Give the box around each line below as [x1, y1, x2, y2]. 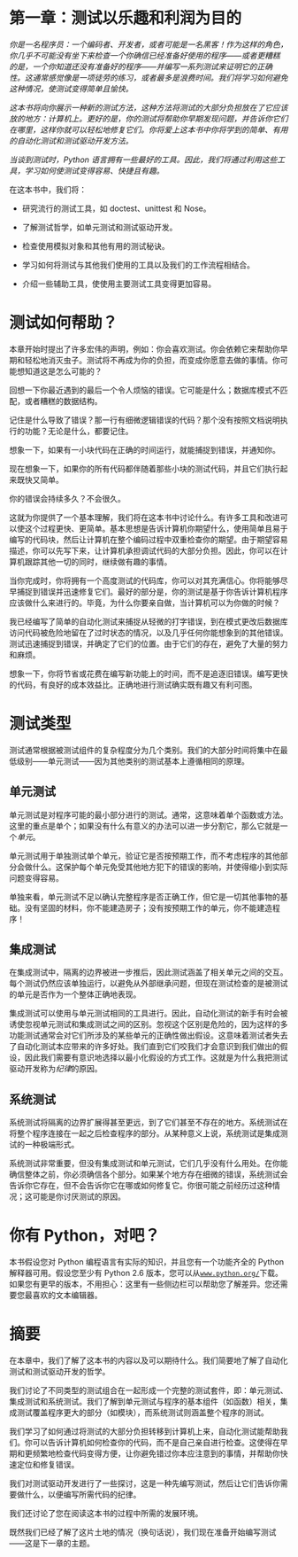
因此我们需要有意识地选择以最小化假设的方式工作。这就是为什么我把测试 [24, 1052, 288, 1063]
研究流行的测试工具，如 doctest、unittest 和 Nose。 [21, 203, 211, 214]
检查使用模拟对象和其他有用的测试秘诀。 [21, 240, 170, 251]
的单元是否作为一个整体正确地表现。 [9, 989, 141, 1000]
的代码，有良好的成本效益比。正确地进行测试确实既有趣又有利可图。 [9, 679, 257, 689]
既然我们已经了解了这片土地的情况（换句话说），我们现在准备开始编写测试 [9, 1527, 277, 1538]
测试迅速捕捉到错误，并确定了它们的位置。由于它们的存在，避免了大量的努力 [9, 638, 288, 649]
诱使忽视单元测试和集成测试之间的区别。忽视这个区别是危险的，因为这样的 [9, 1019, 280, 1030]
